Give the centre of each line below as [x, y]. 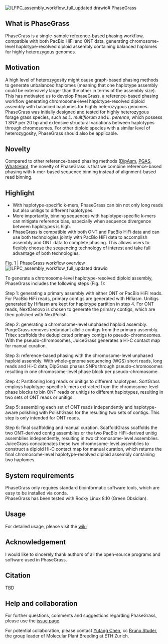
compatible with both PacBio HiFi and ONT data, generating [67, 41]
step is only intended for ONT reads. [43, 418]
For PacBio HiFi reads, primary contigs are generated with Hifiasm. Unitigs [82, 299]
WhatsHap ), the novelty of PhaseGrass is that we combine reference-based [83, 167]
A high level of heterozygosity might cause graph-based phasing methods [82, 80]
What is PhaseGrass [38, 23]
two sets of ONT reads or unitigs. [40, 397]
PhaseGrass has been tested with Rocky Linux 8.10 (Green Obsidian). [76, 498]
